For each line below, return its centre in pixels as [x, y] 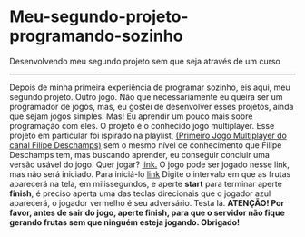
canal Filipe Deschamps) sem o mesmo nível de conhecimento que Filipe [146, 145]
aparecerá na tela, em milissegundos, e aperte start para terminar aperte [146, 183]
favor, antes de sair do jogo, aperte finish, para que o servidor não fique [147, 212]
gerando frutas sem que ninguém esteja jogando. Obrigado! [125, 222]
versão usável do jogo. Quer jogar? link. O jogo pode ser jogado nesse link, [150, 164]
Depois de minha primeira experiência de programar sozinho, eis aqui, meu [150, 87]
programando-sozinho [96, 36]
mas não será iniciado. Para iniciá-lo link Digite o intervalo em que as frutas [150, 173]
